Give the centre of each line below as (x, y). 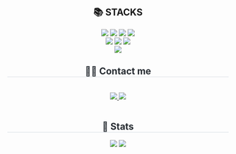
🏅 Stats (118, 127)
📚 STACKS (118, 12)
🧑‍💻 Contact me (118, 71)
